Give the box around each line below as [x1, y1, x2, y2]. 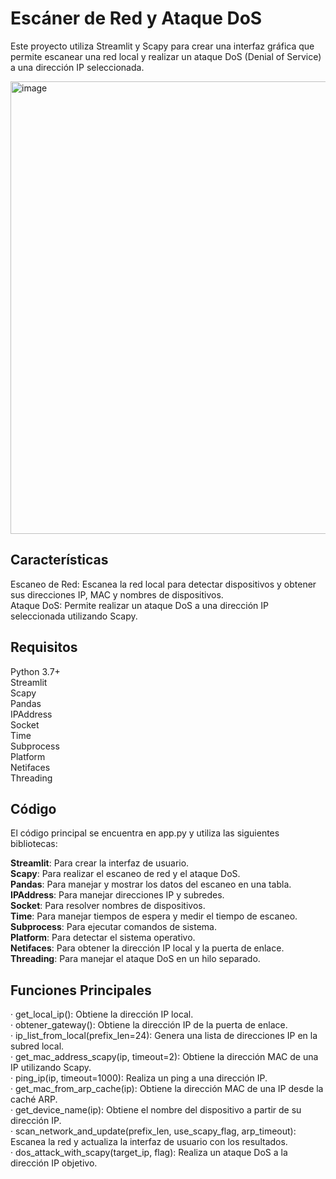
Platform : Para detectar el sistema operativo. [10, 932, 196, 944]
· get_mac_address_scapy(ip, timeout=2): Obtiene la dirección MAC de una [10, 1051, 319, 1063]
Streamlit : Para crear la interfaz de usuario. [10, 857, 190, 869]
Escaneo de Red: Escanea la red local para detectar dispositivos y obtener [10, 578, 317, 590]
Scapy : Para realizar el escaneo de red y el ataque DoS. [10, 868, 241, 880]
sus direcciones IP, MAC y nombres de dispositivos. [10, 588, 224, 601]
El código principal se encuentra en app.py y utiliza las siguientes [10, 827, 280, 839]
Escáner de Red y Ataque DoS [10, 7, 263, 30]
